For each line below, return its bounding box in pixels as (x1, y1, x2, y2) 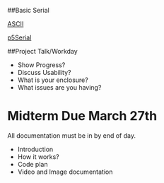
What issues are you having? (17, 83, 102, 91)
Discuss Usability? (17, 69, 71, 76)
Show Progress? (17, 61, 66, 69)
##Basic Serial (7, 6, 49, 14)
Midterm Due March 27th (7, 108, 158, 124)
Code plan (17, 160, 48, 168)
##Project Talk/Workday (7, 47, 78, 55)
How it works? (17, 152, 59, 161)
